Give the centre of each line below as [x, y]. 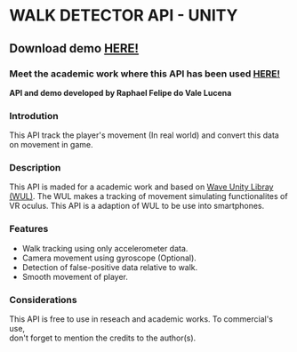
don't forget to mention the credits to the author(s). [103, 338]
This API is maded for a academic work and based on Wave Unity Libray [141, 187]
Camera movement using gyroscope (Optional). [109, 258]
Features [29, 229]
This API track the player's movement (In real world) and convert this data [144, 135]
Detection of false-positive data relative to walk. [110, 267]
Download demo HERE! [74, 48]
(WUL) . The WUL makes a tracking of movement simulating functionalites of [148, 196]
